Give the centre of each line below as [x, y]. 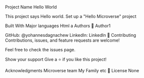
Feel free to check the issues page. [40, 50]
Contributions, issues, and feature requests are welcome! [63, 40]
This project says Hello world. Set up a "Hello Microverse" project [71, 16]
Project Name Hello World [31, 7]
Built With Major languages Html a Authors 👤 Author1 [58, 26]
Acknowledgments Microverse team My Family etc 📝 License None [72, 70]
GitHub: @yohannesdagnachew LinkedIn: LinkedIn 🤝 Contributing [71, 35]
